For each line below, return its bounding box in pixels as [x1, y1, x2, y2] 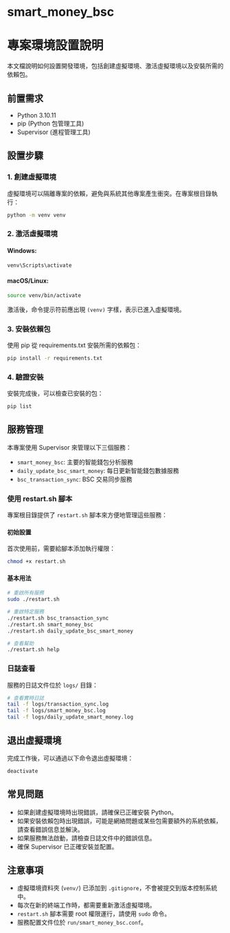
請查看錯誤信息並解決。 [16, 825, 84, 833]
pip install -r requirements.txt [7, 355, 103, 362]
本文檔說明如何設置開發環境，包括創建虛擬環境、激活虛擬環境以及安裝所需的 [7, 62, 224, 70]
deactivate [7, 767, 38, 774]
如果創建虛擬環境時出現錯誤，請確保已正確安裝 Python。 [16, 808, 178, 816]
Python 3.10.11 [16, 111, 56, 119]
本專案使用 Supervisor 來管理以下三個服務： [7, 443, 132, 451]
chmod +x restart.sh [7, 558, 67, 565]
